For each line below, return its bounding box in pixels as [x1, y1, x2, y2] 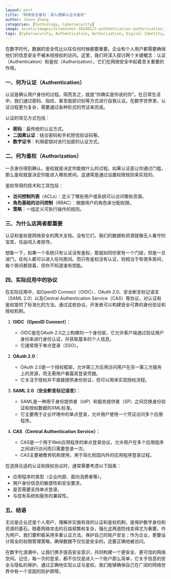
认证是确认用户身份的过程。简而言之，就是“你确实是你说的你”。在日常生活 [5, 91, 161, 97]
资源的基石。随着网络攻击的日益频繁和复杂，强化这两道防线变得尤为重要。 [5, 525, 161, 532]
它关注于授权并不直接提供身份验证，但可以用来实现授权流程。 [20, 377, 150, 383]
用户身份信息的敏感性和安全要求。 [12, 480, 84, 486]
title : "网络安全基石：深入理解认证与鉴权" [5, 12, 87, 17]
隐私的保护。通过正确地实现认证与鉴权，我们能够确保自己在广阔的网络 [14, 562, 161, 568]
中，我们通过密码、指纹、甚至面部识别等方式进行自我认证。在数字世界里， [5, 98, 161, 104]
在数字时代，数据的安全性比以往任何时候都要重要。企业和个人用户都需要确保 [5, 46, 166, 51]
